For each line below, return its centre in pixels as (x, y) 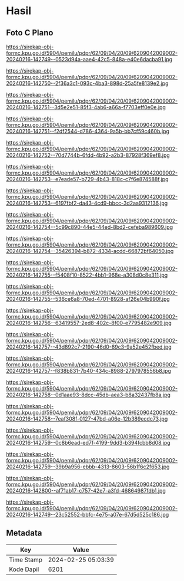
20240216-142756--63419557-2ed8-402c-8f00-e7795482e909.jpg (89, 323)
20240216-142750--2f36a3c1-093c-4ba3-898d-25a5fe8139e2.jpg (87, 83)
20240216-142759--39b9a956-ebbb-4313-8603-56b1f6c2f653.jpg (88, 467)
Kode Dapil (24, 569)
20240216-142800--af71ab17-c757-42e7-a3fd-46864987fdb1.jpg (86, 490)
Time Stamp (26, 560)
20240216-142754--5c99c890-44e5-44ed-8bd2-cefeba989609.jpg (90, 227)
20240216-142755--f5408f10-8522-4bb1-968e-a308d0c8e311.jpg (87, 275)
